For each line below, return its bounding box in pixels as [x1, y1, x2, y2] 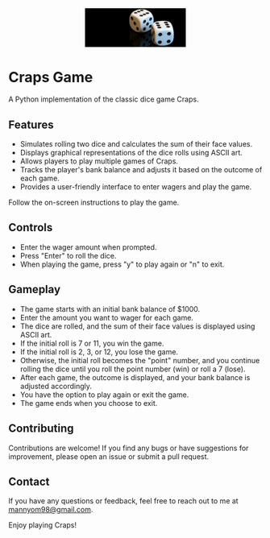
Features [8, 118, 54, 131]
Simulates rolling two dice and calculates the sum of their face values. [19, 139, 252, 149]
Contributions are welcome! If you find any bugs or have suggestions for [8, 443, 249, 453]
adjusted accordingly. [19, 381, 93, 391]
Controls [8, 221, 53, 234]
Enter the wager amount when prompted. [19, 242, 157, 252]
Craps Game [8, 68, 93, 86]
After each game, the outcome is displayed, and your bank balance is [19, 372, 251, 382]
